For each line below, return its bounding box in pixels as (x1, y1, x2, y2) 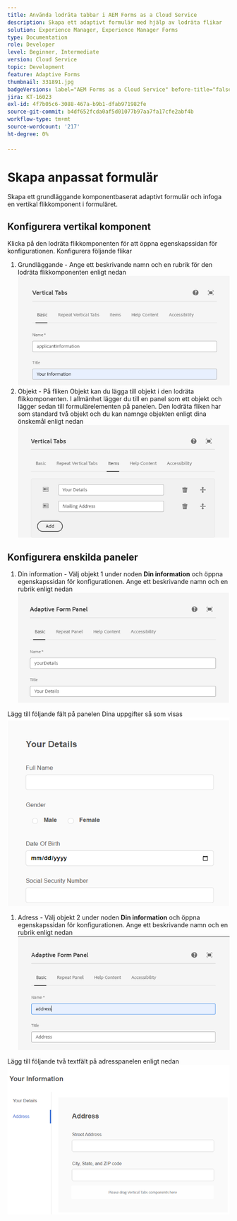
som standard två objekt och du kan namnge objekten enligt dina (17, 410, 207, 418)
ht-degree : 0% (7, 131, 49, 138)
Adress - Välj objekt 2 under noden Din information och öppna (17, 913, 200, 922)
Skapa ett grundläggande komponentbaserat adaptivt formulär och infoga (7, 193, 222, 201)
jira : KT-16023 (7, 93, 52, 100)
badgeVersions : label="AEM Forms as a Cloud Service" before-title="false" (7, 85, 235, 93)
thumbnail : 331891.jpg (7, 78, 74, 85)
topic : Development (7, 64, 65, 71)
